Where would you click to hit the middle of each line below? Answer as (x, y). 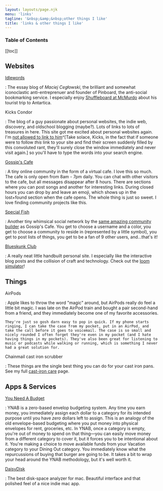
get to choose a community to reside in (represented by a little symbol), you (81, 232)
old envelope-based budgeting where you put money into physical (72, 423)
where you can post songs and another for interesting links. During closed (79, 187)
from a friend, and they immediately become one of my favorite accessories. (82, 313)
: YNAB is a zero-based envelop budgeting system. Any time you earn (75, 408)
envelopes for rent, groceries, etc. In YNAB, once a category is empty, (75, 428)
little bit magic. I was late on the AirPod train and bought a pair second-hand (81, 308)
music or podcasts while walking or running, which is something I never (81, 343)
